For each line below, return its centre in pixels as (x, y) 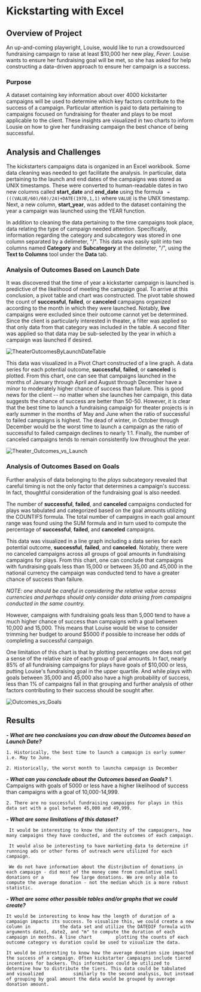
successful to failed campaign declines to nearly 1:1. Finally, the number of (98, 433)
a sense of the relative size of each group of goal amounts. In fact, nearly (97, 658)
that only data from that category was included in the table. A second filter (98, 327)
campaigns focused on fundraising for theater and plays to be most (89, 114)
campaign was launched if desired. (49, 340)
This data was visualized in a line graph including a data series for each (94, 541)
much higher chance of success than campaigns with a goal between (92, 621)
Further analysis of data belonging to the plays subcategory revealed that (97, 479)
